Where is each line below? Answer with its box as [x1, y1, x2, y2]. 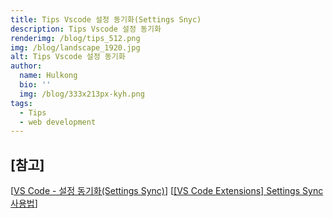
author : [10, 61, 43, 71]
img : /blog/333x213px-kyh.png [19, 89, 145, 99]
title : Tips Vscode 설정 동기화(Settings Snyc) [10, 14, 202, 25]
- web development [19, 117, 97, 127]
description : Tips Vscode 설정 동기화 [10, 24, 162, 34]
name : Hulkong [19, 71, 78, 81]
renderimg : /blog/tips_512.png [10, 33, 141, 43]
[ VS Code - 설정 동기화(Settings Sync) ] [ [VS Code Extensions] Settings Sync [10, 185, 324, 197]
